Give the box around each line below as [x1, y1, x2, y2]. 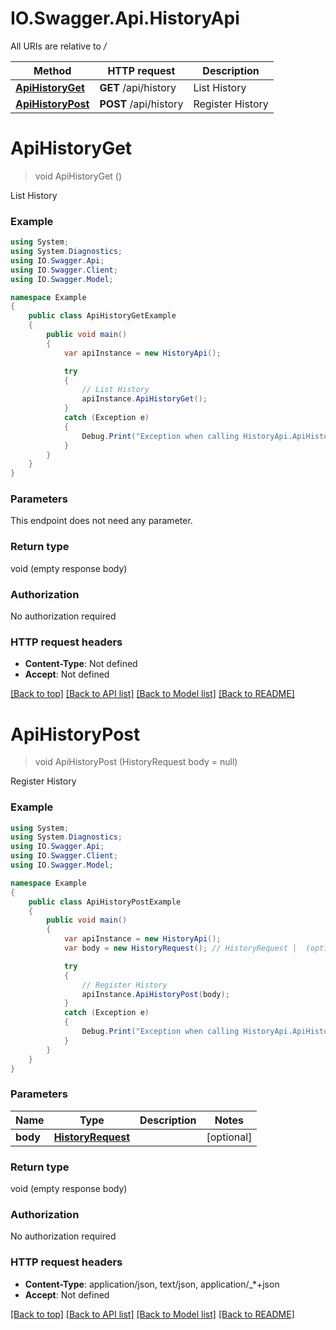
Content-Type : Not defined [24, 658, 138, 670]
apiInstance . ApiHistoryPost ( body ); [81, 989, 230, 999]
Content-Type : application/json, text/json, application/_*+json [24, 1278, 280, 1290]
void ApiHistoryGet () [34, 170, 123, 182]
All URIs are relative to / [10, 40, 107, 52]
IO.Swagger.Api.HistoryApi [10, 7, 240, 30]
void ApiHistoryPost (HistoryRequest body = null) [34, 756, 238, 768]
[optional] [206, 1130, 253, 1144]
